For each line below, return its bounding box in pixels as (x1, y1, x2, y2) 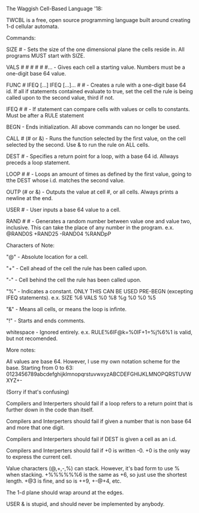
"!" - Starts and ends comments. (6, 317, 86, 324)
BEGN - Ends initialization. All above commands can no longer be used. (6, 123, 181, 130)
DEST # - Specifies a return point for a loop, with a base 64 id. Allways (6, 153, 179, 160)
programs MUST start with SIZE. (6, 52, 85, 59)
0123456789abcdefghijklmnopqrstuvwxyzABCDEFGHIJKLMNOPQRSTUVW (6, 370, 191, 378)
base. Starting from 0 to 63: (6, 365, 74, 371)
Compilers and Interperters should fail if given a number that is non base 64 (6, 418, 192, 425)
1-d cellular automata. (6, 23, 59, 30)
